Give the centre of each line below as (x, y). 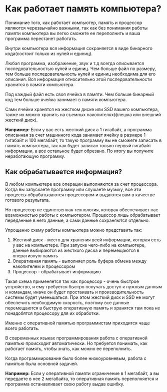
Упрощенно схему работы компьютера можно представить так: (74, 230)
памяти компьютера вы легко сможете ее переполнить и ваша (73, 33)
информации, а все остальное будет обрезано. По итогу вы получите (79, 151)
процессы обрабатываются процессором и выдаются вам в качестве (80, 194)
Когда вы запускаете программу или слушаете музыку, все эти (73, 189)
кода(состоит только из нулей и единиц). (49, 54)
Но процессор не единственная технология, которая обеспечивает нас (82, 210)
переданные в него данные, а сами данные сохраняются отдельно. (77, 220)
